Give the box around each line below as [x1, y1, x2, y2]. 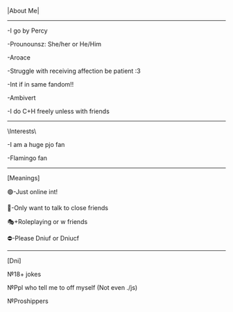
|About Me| [7, 7, 40, 15]
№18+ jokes [7, 270, 42, 278]
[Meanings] [7, 174, 40, 182]
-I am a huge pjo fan [7, 141, 65, 148]
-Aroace [7, 53, 31, 62]
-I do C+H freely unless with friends [7, 107, 110, 115]
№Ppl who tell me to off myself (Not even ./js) [7, 284, 138, 291]
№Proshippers [7, 297, 49, 305]
